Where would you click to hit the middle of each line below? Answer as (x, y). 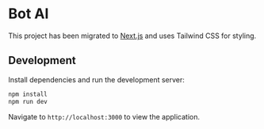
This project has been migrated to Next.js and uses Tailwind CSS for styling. (132, 36)
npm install (28, 94)
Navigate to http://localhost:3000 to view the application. (104, 116)
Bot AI (29, 14)
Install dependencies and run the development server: (96, 79)
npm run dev (28, 101)
